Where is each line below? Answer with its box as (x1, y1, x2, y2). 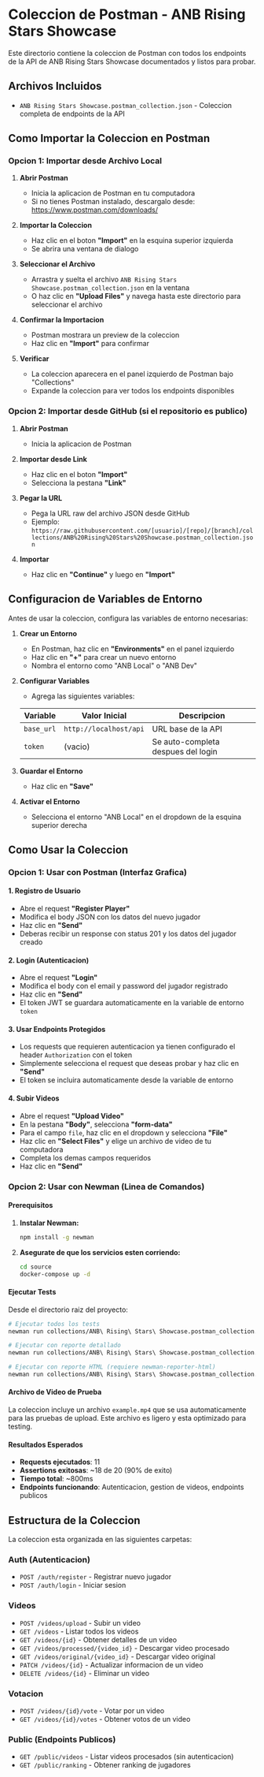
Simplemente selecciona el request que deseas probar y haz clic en (19, 1059, 240, 1068)
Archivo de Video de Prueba (8, 1388, 102, 1397)
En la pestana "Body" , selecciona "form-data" (19, 1119, 173, 1129)
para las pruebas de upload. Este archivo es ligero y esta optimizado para (8, 1414, 247, 1423)
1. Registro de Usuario (8, 886, 81, 896)
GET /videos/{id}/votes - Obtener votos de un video (19, 1714, 191, 1723)
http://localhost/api (64, 724, 145, 733)
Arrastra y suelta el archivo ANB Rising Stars (31, 274, 178, 285)
